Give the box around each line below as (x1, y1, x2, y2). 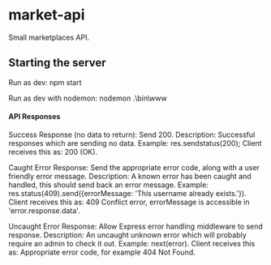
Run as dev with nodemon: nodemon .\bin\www (8, 93, 168, 103)
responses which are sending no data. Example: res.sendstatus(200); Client (8, 138, 262, 147)
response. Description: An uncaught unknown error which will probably (8, 229, 247, 240)
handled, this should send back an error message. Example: (8, 180, 209, 190)
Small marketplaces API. (8, 32, 90, 42)
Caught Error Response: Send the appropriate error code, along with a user (8, 162, 260, 172)
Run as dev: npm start (8, 77, 82, 87)
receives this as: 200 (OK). (8, 147, 98, 156)
